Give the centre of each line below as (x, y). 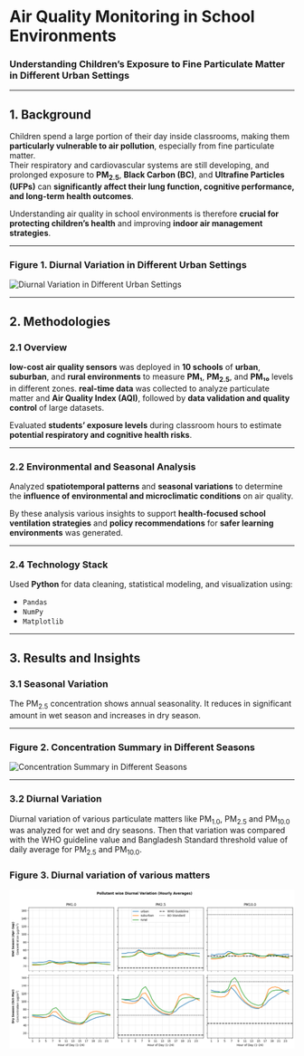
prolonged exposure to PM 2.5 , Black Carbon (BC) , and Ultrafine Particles (147, 176)
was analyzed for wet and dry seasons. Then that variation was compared (147, 831)
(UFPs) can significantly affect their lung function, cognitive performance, (152, 186)
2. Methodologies (60, 322)
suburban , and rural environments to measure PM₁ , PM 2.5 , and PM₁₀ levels (152, 377)
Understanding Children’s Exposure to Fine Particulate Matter (147, 64)
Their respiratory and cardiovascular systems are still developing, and (139, 166)
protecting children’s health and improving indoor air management (136, 224)
